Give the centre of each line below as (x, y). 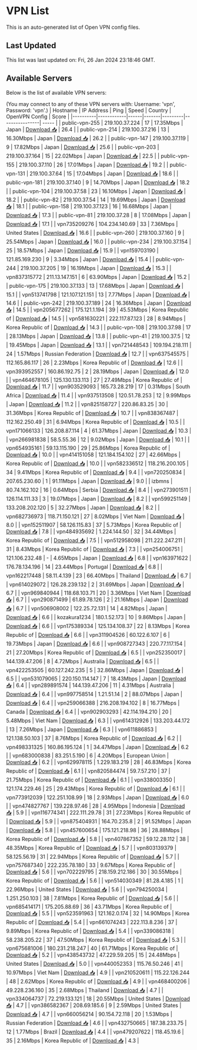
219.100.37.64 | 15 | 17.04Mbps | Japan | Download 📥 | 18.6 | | (104, 173)
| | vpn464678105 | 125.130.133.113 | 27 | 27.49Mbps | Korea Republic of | (94, 380)
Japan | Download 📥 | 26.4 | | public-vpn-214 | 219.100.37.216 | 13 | (88, 129)
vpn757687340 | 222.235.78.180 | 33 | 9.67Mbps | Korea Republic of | (91, 865)
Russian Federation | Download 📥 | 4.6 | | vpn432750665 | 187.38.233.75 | (96, 1023)
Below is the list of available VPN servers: (56, 92)
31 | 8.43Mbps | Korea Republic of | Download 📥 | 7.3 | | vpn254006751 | (95, 549)
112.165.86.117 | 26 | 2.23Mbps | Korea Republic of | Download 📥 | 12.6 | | (95, 363)
